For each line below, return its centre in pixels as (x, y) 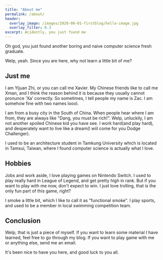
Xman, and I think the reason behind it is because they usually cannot (75, 93)
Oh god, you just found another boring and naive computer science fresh (79, 46)
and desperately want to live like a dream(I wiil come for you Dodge (73, 128)
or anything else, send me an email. (41, 243)
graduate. (15, 51)
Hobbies (18, 164)
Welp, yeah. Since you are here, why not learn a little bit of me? (69, 61)
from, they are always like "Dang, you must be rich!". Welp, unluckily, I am (79, 118)
